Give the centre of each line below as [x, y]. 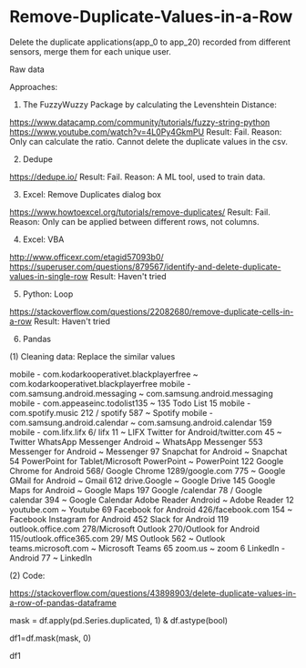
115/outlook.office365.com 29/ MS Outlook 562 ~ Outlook [117, 538]
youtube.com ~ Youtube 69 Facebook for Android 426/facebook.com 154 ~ [151, 509]
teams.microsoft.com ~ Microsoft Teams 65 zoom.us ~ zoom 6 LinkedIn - [148, 548]
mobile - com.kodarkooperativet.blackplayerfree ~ [104, 374]
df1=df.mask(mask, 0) [51, 638]
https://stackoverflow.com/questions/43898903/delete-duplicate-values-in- [153, 592]
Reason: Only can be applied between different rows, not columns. [134, 221]
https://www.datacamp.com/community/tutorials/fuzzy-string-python [140, 122]
